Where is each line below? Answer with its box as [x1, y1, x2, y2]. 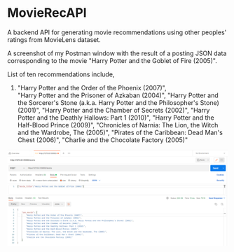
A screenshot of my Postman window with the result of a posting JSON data [7, 49, 227, 57]
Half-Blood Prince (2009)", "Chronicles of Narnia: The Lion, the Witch [17, 120, 219, 129]
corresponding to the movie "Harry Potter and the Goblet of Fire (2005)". [7, 56, 217, 64]
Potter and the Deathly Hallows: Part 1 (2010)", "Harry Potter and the [17, 113, 215, 122]
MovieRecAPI [7, 5, 87, 21]
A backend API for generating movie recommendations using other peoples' [7, 28, 227, 36]
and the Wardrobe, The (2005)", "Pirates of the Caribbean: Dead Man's [17, 128, 223, 136]
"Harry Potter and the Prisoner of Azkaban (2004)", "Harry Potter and [17, 91, 219, 99]
